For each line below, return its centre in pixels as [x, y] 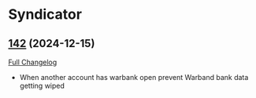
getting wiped [42, 85]
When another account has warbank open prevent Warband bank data [134, 77]
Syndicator [45, 15]
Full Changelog [33, 62]
